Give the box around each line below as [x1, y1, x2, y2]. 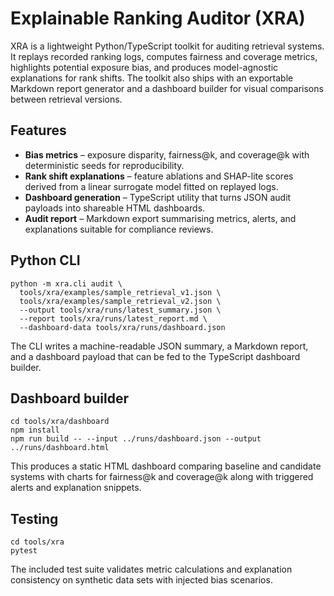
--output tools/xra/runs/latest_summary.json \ [19, 305, 222, 315]
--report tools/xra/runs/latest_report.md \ [19, 313, 208, 324]
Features [10, 122, 67, 139]
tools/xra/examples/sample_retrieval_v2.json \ [19, 296, 222, 306]
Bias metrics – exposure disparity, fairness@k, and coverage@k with [24, 148, 310, 161]
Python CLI [10, 252, 81, 269]
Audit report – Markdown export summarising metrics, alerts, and [24, 212, 297, 224]
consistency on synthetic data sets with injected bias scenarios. [10, 574, 273, 586]
